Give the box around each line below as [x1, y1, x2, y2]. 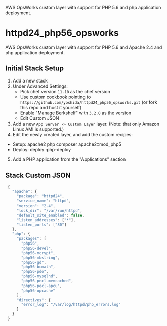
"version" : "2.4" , [16, 203, 56, 209]
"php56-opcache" [21, 288, 56, 293]
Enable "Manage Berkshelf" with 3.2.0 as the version [20, 110, 132, 116]
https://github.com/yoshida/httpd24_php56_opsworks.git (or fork [20, 99, 157, 105]
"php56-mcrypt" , [21, 250, 56, 255]
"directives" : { [16, 297, 51, 303]
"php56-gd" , [21, 260, 47, 265]
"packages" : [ [16, 236, 47, 241]
